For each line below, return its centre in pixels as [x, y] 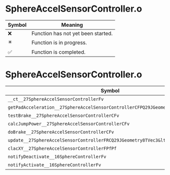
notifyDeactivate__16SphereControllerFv [57, 157]
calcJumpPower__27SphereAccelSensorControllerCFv [69, 124]
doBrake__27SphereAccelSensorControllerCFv [61, 132]
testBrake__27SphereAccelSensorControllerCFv [63, 115]
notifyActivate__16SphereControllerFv [54, 165]
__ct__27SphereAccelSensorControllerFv [56, 99]
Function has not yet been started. [72, 33]
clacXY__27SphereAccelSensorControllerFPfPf [62, 148]
